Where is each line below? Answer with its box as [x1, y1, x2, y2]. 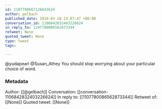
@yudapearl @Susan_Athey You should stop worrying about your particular [5, 61, 156, 66]
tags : [5, 43, 16, 48]
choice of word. [5, 66, 36, 72]
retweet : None [5, 30, 34, 34]
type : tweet [5, 39, 29, 44]
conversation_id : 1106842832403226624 [5, 20, 83, 26]
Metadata [5, 78, 28, 85]
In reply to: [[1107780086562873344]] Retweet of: [57, 94, 158, 100]
